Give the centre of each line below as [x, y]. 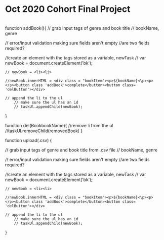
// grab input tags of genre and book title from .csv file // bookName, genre [82, 150]
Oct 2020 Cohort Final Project [68, 9]
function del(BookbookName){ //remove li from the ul [59, 125]
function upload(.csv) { [28, 140]
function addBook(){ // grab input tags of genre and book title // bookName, [82, 28]
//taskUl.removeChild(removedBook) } [44, 131]
